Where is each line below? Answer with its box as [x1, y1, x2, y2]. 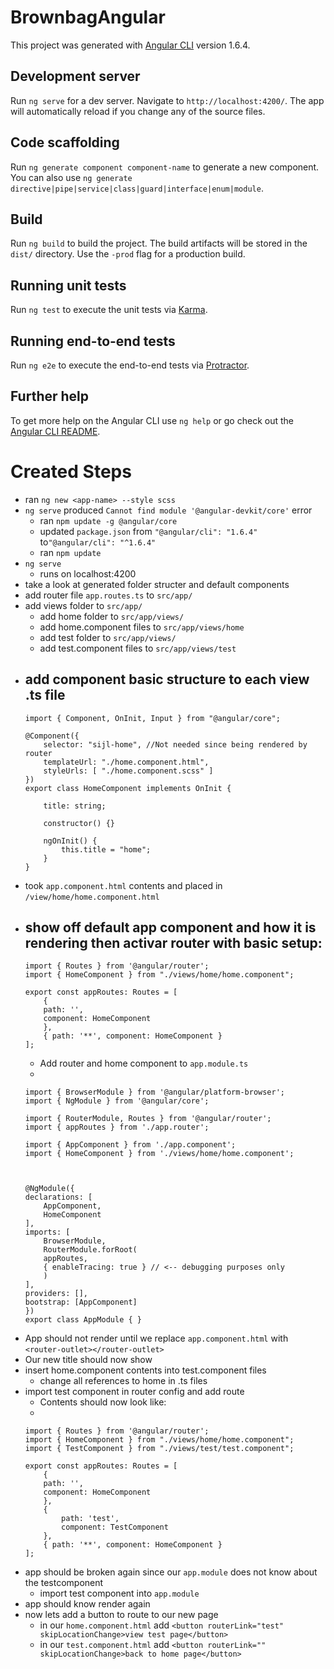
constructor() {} [43, 818, 115, 828]
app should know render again [24, 1598, 151, 1610]
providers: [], [24, 1289, 89, 1299]
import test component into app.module [39, 1587, 200, 1600]
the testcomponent [24, 1577, 104, 1589]
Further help [10, 388, 90, 405]
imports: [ [24, 1227, 71, 1238]
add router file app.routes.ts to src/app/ [24, 589, 193, 601]
